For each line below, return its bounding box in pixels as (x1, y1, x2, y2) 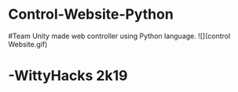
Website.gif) (8, 39, 48, 48)
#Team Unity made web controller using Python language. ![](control (8, 31, 231, 41)
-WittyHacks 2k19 (8, 67, 128, 85)
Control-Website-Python (8, 5, 174, 23)
